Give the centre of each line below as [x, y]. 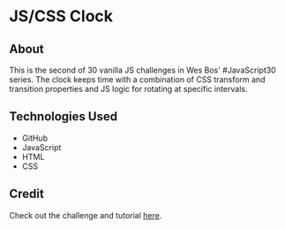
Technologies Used [63, 117]
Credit [26, 194]
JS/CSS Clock [61, 16]
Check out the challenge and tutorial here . [86, 215]
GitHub [35, 138]
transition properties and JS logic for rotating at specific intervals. [128, 89]
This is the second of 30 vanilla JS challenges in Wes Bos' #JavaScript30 [142, 70]
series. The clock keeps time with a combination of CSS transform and [137, 80]
